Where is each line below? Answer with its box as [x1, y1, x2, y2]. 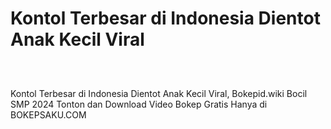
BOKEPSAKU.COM [10, 108, 87, 121]
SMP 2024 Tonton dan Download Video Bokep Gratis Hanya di [10, 98, 268, 110]
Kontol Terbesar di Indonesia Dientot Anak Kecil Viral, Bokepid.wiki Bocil [10, 87, 308, 99]
